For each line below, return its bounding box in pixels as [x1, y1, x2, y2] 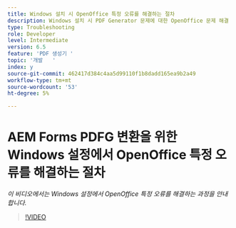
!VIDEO [24, 213, 46, 222]
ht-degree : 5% [7, 90, 50, 97]
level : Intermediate [7, 37, 69, 44]
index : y [7, 63, 34, 71]
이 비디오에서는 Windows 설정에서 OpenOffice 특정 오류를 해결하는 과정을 [7, 190, 215, 198]
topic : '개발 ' [7, 57, 56, 64]
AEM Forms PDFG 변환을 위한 [7, 129, 178, 145]
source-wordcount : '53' [7, 83, 78, 90]
